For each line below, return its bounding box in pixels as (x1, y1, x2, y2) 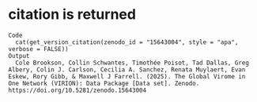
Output (8, 52, 30, 60)
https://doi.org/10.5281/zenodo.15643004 (8, 86, 147, 94)
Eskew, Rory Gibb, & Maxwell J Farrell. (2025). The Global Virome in (8, 72, 246, 80)
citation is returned (8, 5, 137, 24)
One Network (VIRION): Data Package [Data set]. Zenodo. (8, 79, 200, 87)
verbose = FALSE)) (8, 45, 69, 53)
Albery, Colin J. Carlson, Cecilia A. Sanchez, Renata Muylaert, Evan (8, 65, 246, 74)
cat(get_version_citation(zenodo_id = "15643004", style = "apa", (15, 38, 239, 46)
